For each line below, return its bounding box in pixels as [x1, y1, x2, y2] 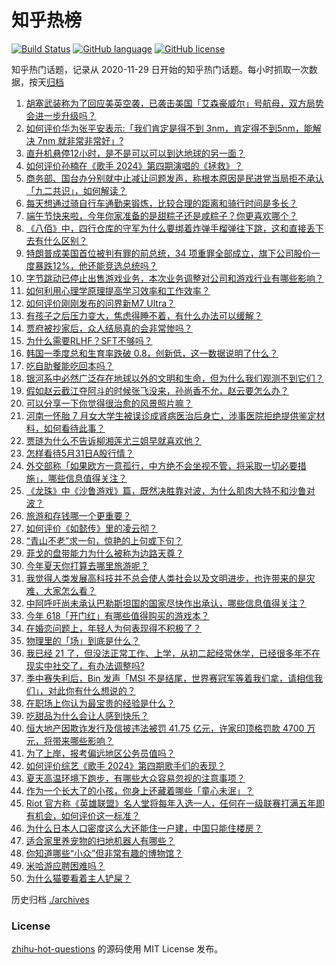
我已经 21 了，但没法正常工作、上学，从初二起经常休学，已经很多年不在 [25, 647, 321, 659]
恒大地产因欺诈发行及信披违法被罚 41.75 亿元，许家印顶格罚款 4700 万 [25, 722, 316, 734]
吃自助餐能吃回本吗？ [25, 359, 114, 371]
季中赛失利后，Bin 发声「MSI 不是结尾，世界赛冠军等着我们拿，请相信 [25, 672, 314, 684]
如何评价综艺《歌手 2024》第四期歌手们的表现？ [25, 759, 226, 771]
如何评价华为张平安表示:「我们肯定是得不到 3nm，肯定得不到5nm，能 [25, 122, 313, 134]
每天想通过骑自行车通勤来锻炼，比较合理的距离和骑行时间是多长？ [25, 197, 298, 209]
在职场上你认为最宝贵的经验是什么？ [25, 697, 176, 709]
